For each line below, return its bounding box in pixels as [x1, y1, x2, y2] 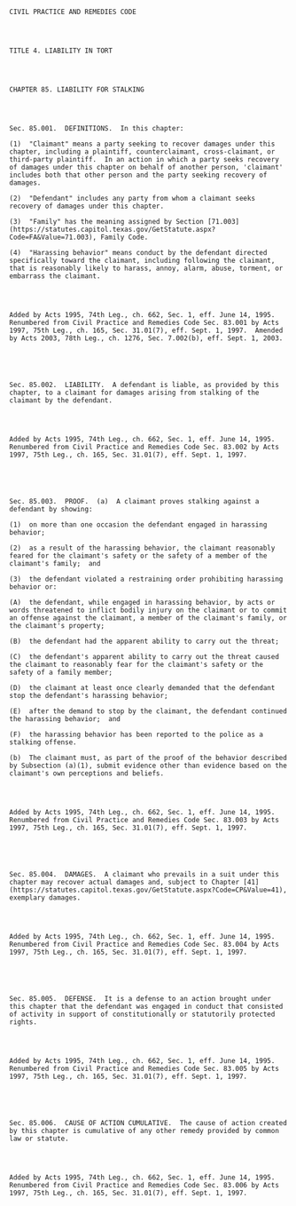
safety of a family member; [9, 668, 113, 677]
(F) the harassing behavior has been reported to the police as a [9, 730, 264, 739]
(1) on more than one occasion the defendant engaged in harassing [9, 520, 268, 529]
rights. [9, 1018, 38, 1027]
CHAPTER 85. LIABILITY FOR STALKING [9, 85, 144, 94]
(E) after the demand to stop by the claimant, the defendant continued [9, 707, 288, 716]
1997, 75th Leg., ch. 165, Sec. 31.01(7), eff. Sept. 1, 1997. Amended [9, 326, 284, 335]
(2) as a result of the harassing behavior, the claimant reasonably [9, 543, 276, 552]
